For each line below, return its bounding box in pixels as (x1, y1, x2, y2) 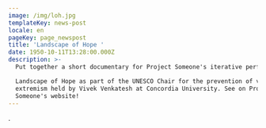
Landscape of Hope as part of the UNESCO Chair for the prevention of (15, 77, 253, 85)
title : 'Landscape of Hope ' (8, 41, 104, 49)
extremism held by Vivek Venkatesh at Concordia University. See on (15, 85, 246, 92)
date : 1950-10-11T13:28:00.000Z (8, 48, 115, 56)
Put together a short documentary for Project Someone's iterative (15, 63, 243, 71)
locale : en (8, 26, 44, 34)
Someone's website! (15, 92, 80, 100)
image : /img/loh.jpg (8, 11, 77, 20)
